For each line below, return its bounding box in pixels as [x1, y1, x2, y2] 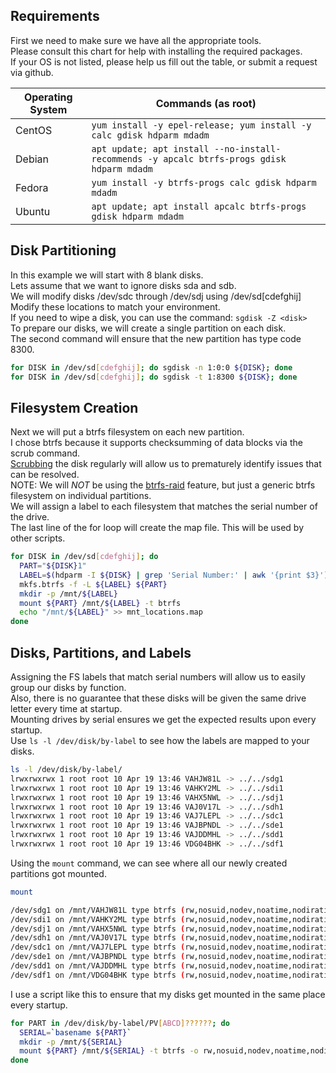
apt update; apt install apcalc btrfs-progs [91, 200, 307, 212]
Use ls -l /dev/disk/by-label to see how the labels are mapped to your [10, 735, 310, 746]
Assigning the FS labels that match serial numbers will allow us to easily [10, 671, 306, 683]
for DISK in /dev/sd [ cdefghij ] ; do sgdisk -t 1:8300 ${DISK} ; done [10, 372, 298, 382]
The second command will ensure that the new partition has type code [10, 332, 302, 344]
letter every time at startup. [10, 703, 123, 714]
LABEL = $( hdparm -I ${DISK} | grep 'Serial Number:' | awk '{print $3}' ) [19, 570, 329, 580]
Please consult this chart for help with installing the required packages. [10, 45, 303, 57]
